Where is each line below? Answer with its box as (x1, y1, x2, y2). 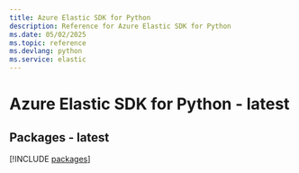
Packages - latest (9, 130, 110, 145)
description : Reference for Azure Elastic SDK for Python (9, 22, 231, 31)
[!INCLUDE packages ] (9, 154, 91, 164)
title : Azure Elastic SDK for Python (9, 13, 151, 23)
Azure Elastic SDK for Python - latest (9, 94, 290, 114)
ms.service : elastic (9, 55, 87, 64)
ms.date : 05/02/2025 (9, 30, 87, 39)
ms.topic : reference (9, 38, 87, 48)
